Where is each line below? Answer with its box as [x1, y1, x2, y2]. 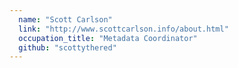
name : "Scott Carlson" [18, 14, 113, 25]
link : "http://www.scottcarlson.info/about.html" [18, 24, 229, 34]
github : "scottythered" [18, 42, 117, 53]
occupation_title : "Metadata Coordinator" [18, 33, 198, 43]
